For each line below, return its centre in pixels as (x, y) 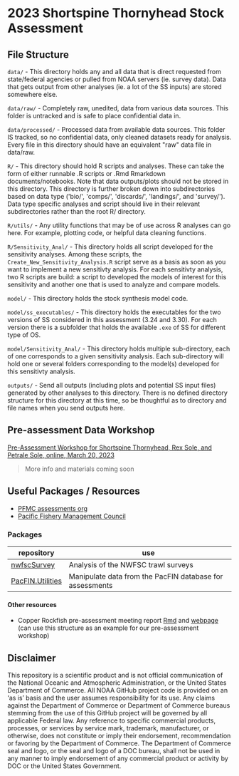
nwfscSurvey (33, 564)
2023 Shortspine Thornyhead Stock (116, 13)
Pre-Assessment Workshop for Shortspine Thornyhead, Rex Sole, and (110, 448)
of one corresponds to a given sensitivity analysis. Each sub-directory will (116, 356)
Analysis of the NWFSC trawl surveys (131, 564)
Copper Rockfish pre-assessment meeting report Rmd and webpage (118, 621)
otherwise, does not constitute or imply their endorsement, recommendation (119, 735)
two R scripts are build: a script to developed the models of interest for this (117, 277)
